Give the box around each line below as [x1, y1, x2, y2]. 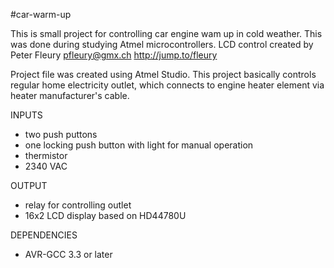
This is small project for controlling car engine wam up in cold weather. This [10, 28, 323, 39]
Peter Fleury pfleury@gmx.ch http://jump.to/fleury [10, 49, 218, 61]
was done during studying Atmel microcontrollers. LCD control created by [10, 39, 314, 50]
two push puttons [24, 129, 98, 140]
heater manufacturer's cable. [10, 90, 130, 101]
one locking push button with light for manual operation [24, 139, 254, 151]
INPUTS [10, 109, 43, 121]
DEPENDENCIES [10, 229, 78, 241]
